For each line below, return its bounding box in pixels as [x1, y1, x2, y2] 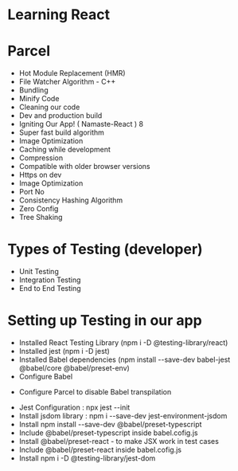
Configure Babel [18, 372, 73, 381]
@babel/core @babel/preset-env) [18, 363, 131, 372]
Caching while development [18, 145, 111, 155]
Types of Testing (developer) [7, 241, 204, 258]
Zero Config [18, 204, 59, 214]
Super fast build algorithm [18, 128, 105, 137]
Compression [18, 153, 64, 163]
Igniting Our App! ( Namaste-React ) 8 [18, 120, 144, 129]
